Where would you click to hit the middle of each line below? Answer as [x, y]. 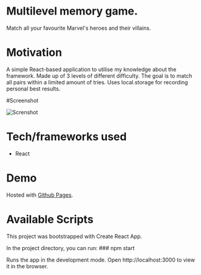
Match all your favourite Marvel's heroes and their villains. [79, 28]
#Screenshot [22, 100]
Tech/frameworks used [66, 137]
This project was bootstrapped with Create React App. [74, 236]
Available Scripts [50, 219]
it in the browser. [27, 266]
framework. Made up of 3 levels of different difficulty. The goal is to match [99, 76]
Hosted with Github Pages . [40, 195]
